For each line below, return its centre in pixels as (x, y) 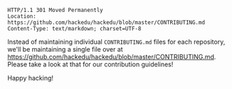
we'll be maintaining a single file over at (65, 49)
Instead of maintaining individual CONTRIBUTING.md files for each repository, (116, 42)
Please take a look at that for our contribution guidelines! (90, 64)
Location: (22, 16)
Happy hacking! (31, 78)
